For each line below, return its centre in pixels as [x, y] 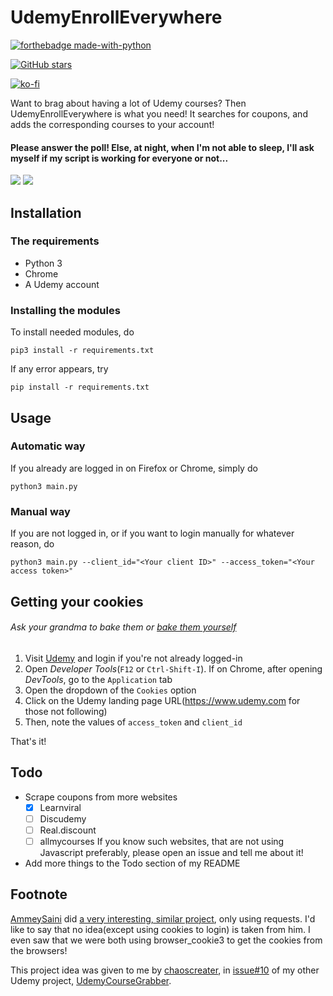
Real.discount [68, 830]
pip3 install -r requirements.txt [82, 351]
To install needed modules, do [72, 332]
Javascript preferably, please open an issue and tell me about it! [171, 852]
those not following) [66, 711]
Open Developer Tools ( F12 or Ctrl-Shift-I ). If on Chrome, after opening [173, 668]
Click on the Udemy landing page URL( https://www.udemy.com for [162, 700]
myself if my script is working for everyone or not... [119, 158]
